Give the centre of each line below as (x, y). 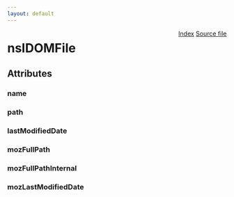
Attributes (30, 74)
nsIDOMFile (42, 48)
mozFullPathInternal (42, 168)
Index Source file (203, 33)
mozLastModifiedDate (46, 187)
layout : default (31, 14)
